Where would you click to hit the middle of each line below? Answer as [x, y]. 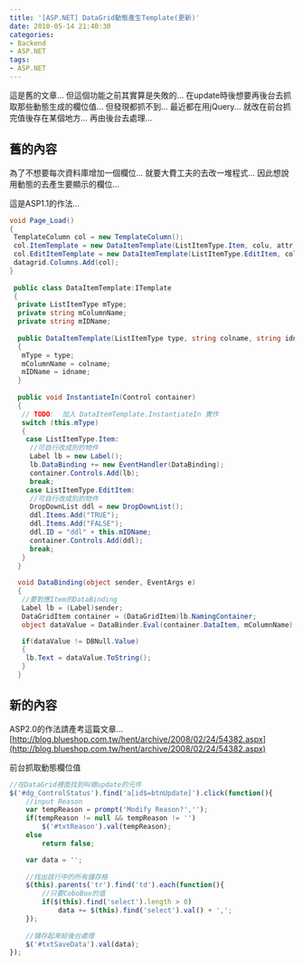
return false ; [68, 844]
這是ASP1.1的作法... [44, 203]
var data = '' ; [54, 860]
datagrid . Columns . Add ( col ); [66, 263]
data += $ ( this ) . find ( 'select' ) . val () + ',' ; [145, 911]
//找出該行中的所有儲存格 [67, 877]
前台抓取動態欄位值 [45, 767]
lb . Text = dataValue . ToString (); [89, 658]
